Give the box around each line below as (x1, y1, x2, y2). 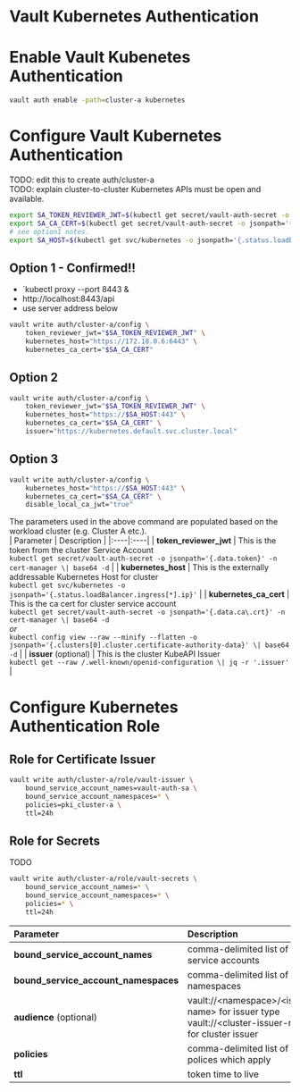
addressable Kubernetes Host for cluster (9, 572, 159, 583)
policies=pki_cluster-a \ (25, 800, 122, 810)
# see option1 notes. (9, 227, 90, 236)
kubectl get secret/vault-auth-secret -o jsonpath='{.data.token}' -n (9, 554, 278, 564)
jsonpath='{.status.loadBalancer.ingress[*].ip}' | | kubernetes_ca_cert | (9, 589, 290, 600)
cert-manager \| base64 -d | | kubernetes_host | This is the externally (9, 562, 270, 573)
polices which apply (187, 1053, 271, 1065)
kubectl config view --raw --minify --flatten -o (9, 633, 198, 643)
